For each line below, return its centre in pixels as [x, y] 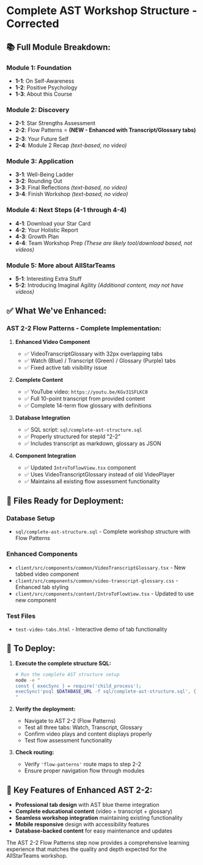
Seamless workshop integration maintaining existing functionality [99, 818]
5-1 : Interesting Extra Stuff [48, 279]
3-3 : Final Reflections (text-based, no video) [71, 188]
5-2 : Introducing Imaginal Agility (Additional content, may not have [99, 285]
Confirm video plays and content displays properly [88, 734]
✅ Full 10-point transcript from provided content [85, 398]
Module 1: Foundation [39, 67]
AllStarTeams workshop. [37, 856]
